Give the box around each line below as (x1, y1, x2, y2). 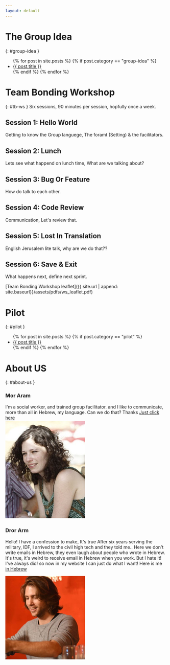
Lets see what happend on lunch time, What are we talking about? (5, 160, 144, 166)
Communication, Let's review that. (5, 217, 78, 223)
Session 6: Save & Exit (5, 260, 78, 268)
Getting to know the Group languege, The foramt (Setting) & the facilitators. (5, 132, 164, 138)
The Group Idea (5, 31, 72, 42)
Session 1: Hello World (5, 118, 78, 127)
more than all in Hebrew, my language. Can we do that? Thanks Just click (5, 409, 160, 415)
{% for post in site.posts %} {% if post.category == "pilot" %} (12, 334, 142, 340)
